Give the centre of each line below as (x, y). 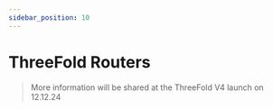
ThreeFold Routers (80, 62)
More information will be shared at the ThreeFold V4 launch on (147, 87)
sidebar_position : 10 (49, 18)
